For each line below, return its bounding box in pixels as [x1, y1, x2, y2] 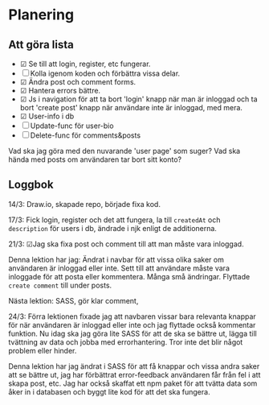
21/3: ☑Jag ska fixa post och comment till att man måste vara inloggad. [8, 239, 244, 249]
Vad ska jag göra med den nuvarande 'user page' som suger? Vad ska [8, 147, 241, 155]
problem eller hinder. [8, 345, 77, 355]
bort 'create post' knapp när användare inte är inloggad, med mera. [19, 103, 243, 112]
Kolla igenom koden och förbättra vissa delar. [30, 68, 181, 78]
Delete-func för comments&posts [30, 130, 141, 140]
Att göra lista [8, 38, 74, 52]
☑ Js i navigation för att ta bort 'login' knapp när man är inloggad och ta [19, 94, 259, 104]
